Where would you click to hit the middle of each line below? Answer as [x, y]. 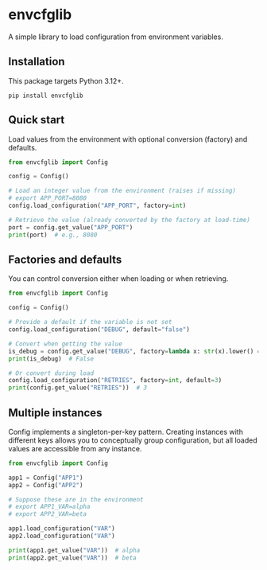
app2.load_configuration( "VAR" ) [62, 536]
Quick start [37, 120]
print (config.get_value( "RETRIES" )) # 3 [78, 388]
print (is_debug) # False [51, 359]
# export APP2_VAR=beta [48, 514]
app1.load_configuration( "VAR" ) [62, 529]
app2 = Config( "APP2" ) [46, 485]
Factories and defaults [65, 259]
